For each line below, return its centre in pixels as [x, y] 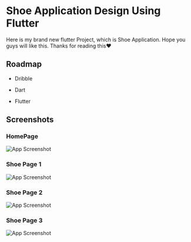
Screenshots [30, 120]
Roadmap [24, 64]
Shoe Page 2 [24, 192]
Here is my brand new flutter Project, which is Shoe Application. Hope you [96, 39]
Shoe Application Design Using [83, 11]
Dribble [24, 78]
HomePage [22, 136]
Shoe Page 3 [24, 220]
